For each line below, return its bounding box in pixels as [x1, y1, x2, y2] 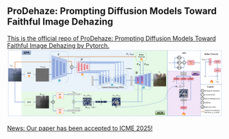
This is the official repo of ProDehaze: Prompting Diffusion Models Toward [7, 34, 217, 42]
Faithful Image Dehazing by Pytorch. [7, 41, 110, 50]
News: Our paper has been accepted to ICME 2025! [7, 124, 153, 132]
